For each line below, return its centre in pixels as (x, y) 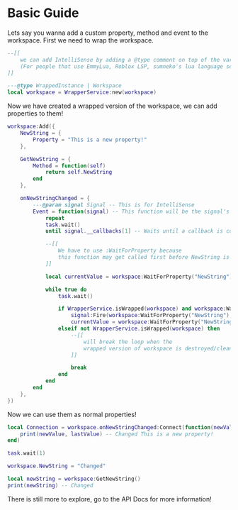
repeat (55, 218)
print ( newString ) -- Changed (50, 485)
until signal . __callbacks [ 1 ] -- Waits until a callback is (134, 231)
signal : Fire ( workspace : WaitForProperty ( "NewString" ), (152, 316)
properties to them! (35, 113)
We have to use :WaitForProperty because (120, 251)
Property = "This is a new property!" (90, 140)
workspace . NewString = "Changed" (57, 466)
